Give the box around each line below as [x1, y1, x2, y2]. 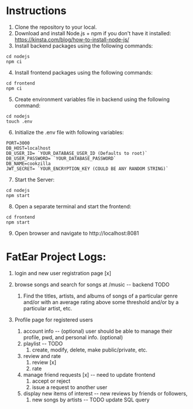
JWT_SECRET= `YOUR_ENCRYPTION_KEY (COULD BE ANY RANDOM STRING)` [6, 165, 168, 171]
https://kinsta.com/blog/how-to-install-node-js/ [14, 36, 130, 43]
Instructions [6, 4, 67, 18]
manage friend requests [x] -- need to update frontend [23, 371, 156, 378]
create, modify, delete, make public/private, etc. [32, 346, 148, 353]
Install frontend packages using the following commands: [14, 69, 153, 76]
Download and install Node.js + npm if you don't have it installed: [14, 29, 171, 36]
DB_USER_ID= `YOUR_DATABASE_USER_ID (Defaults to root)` [6, 150, 148, 156]
